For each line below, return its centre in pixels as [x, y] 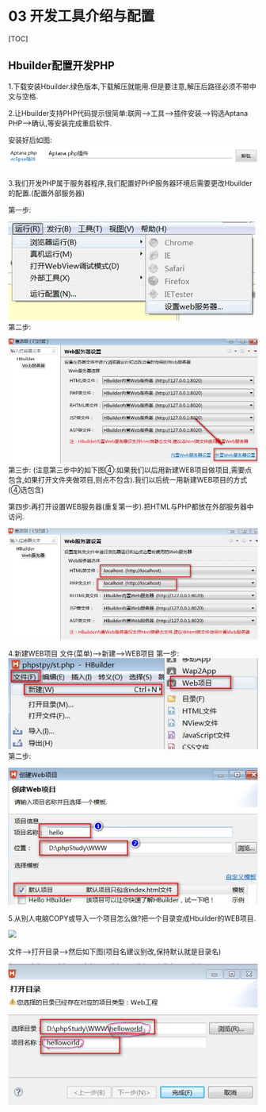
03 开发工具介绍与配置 [82, 16]
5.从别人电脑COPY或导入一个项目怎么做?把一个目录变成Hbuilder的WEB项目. [132, 918]
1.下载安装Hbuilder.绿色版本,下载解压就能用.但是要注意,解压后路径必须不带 [129, 86]
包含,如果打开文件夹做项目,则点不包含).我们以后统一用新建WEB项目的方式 [128, 479]
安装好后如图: [30, 140]
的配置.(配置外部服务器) [47, 193]
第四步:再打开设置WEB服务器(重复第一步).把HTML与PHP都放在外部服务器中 [131, 506]
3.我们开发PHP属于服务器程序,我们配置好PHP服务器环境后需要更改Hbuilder [131, 183]
